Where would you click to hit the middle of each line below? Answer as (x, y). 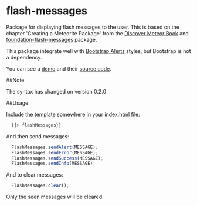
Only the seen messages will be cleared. (55, 197)
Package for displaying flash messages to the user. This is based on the (93, 27)
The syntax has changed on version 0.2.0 (56, 91)
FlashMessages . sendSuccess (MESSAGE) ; (57, 158)
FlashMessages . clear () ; (40, 186)
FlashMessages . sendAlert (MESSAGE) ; (55, 147)
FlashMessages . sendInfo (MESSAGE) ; (53, 164)
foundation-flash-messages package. (52, 39)
